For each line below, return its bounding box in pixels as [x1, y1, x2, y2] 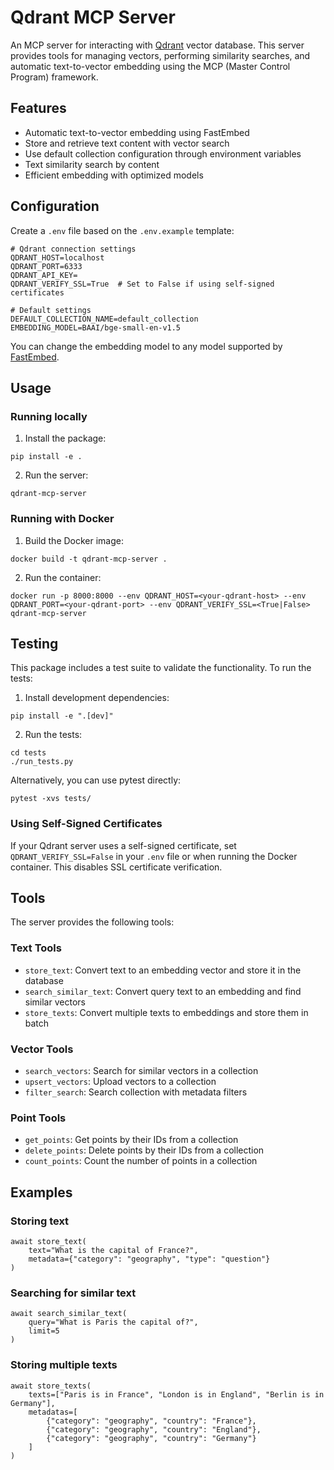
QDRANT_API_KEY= [10, 270, 78, 280]
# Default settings [10, 305, 92, 315]
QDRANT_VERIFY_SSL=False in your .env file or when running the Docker [10, 850, 298, 862]
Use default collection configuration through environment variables [24, 147, 302, 160]
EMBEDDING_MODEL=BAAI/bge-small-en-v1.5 [10, 322, 182, 333]
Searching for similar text [10, 1286, 137, 1300]
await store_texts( [10, 1381, 92, 1391]
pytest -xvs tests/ [10, 794, 92, 804]
